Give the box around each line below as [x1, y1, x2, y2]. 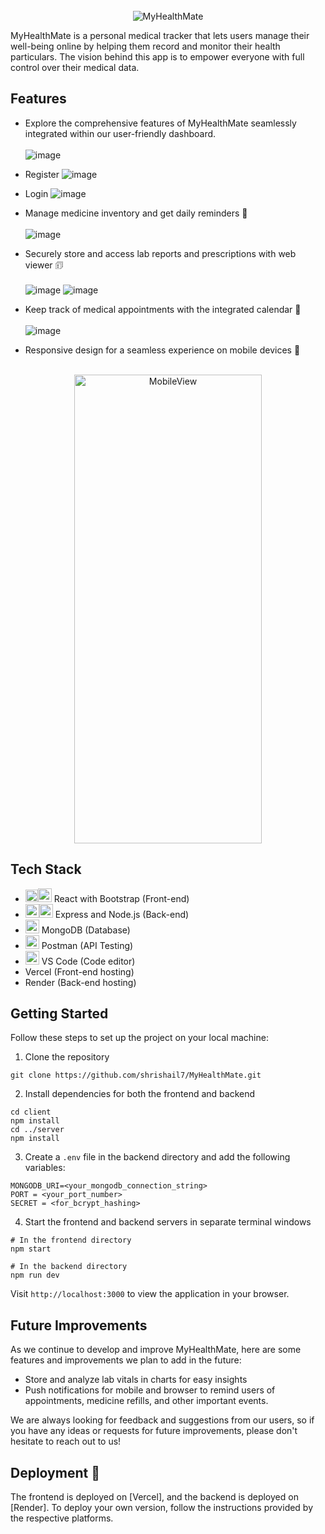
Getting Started [10, 1005, 109, 1023]
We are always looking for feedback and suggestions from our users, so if [10, 1414, 315, 1426]
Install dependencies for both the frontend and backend [24, 1088, 256, 1100]
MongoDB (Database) [41, 924, 131, 936]
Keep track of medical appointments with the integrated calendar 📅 [24, 303, 302, 315]
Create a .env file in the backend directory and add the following [24, 1151, 291, 1163]
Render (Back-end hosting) [24, 976, 137, 988]
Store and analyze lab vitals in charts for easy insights [24, 1374, 248, 1386]
